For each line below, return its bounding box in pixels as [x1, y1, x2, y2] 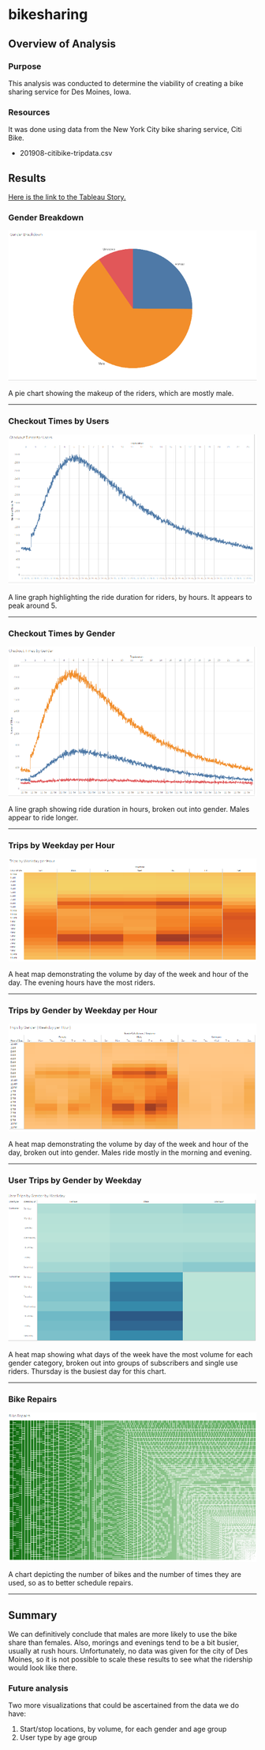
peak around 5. [8, 601, 58, 610]
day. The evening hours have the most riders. [8, 978, 155, 987]
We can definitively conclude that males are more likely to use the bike [8, 1630, 237, 1639]
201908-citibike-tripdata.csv [19, 149, 113, 158]
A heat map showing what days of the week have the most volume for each [8, 1350, 253, 1360]
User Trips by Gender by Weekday [8, 1175, 142, 1186]
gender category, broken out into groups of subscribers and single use [8, 1358, 238, 1368]
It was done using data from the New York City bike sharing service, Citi [8, 125, 242, 134]
